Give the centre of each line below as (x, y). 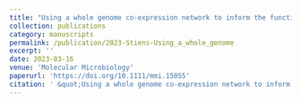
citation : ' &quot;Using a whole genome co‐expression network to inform (150, 84)
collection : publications (57, 26)
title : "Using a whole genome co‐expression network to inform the (138, 17)
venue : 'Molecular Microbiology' (72, 68)
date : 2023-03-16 (42, 59)
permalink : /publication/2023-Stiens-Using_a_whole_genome (122, 43)
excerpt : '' (31, 51)
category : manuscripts (52, 34)
